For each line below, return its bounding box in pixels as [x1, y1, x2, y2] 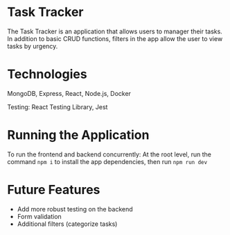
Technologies [7, 67, 88, 82]
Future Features [7, 182, 100, 197]
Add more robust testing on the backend [17, 204, 133, 213]
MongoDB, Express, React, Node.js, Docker [7, 89, 132, 97]
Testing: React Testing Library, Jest [7, 102, 108, 111]
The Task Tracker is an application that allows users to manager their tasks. [7, 27, 223, 35]
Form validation [17, 212, 62, 220]
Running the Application [7, 127, 150, 143]
